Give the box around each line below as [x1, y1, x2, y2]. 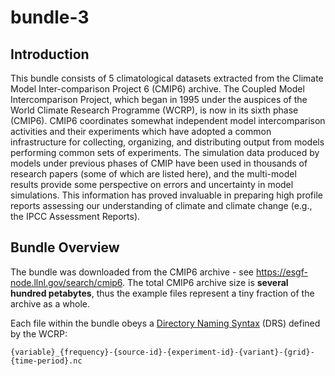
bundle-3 [10, 6, 90, 29]
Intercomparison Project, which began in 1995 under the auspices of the [10, 94, 308, 105]
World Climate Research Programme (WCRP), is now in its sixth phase [10, 104, 299, 116]
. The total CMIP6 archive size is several [122, 276, 289, 288]
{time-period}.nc [10, 356, 83, 366]
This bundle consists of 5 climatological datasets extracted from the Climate [10, 72, 324, 84]
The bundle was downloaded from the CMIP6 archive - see [10, 266, 255, 278]
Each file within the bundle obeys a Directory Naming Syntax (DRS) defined [10, 317, 321, 329]
